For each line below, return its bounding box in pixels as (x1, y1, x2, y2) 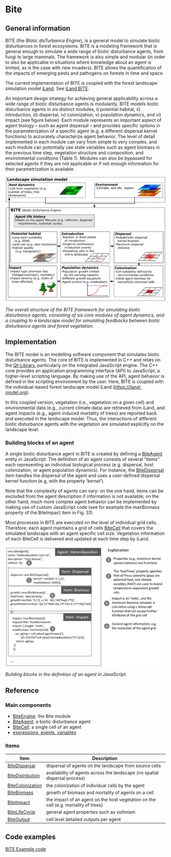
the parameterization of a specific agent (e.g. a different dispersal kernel (5, 128, 158, 134)
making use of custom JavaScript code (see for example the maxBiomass (5, 504, 160, 510)
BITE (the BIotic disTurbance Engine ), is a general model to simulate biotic (5, 37, 160, 43)
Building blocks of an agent (5, 439, 74, 446)
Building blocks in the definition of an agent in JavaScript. (5, 671, 127, 678)
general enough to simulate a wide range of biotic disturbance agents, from (5, 49, 164, 54)
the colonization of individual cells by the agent (46, 782, 145, 788)
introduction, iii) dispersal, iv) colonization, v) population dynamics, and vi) (5, 111, 161, 118)
